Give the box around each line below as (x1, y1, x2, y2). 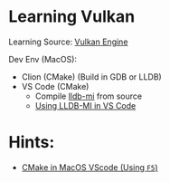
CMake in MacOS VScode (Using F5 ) (21, 161, 158, 173)
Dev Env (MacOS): (8, 53, 78, 64)
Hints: (8, 132, 55, 153)
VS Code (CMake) (21, 81, 90, 91)
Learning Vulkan (8, 6, 136, 27)
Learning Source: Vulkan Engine (8, 36, 128, 47)
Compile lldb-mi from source (34, 91, 142, 101)
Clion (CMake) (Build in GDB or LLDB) (21, 71, 162, 82)
